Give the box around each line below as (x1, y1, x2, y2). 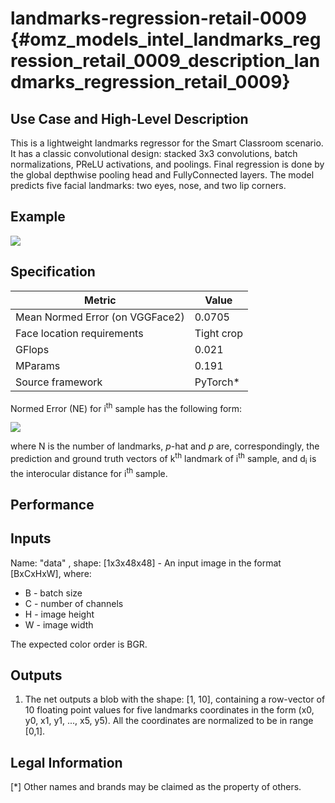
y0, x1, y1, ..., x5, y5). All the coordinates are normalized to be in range (24, 715, 314, 727)
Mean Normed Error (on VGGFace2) (15, 310, 185, 324)
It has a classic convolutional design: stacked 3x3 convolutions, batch (10, 148, 298, 159)
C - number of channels (24, 597, 124, 609)
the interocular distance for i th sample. (10, 465, 168, 479)
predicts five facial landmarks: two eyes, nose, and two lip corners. (10, 180, 287, 191)
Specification (10, 263, 96, 281)
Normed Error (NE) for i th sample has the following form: (10, 400, 243, 414)
